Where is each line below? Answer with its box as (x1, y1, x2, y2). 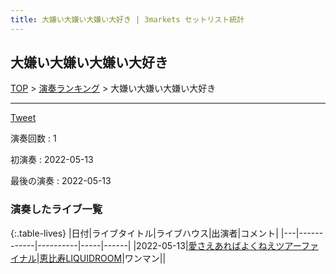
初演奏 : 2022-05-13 (10, 154, 94, 166)
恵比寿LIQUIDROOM (39, 252, 123, 264)
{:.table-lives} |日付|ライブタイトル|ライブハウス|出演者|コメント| (10, 227, 279, 239)
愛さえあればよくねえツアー (188, 239, 302, 251)
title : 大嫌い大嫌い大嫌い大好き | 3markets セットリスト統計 (10, 14, 245, 25)
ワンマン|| (124, 252, 167, 264)
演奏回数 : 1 (10, 132, 57, 145)
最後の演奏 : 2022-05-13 (10, 175, 112, 187)
